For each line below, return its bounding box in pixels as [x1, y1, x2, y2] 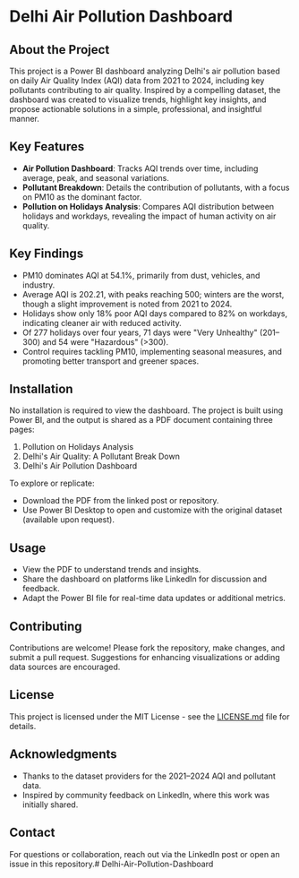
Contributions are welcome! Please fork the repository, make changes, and [9, 642, 286, 653]
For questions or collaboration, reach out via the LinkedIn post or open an [9, 848, 280, 859]
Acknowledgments [9, 746, 118, 762]
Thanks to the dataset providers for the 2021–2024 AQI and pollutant [21, 770, 276, 781]
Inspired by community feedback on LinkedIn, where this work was [21, 789, 270, 800]
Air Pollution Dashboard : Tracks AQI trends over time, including [21, 163, 259, 174]
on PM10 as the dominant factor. [21, 191, 142, 202]
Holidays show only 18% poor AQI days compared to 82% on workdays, [21, 307, 288, 319]
